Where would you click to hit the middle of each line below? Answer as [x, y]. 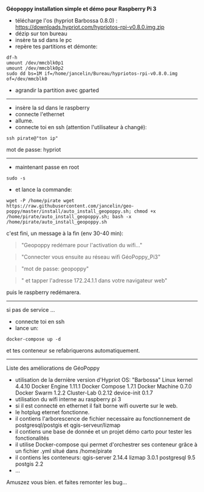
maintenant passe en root [47, 167]
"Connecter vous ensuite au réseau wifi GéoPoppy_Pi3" [91, 257]
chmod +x [145, 211]
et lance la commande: [44, 189]
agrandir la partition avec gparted [57, 90]
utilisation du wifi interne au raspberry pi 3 [68, 399]
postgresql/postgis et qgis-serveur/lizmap [68, 425]
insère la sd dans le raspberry [52, 108]
